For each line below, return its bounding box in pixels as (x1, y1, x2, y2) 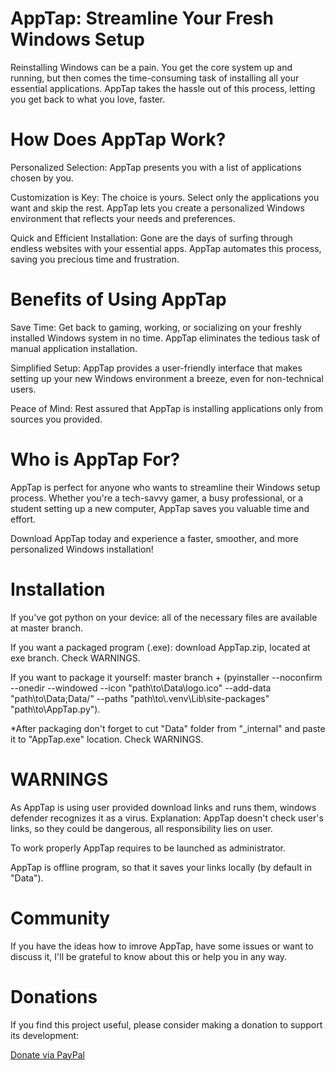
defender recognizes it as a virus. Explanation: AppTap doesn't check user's (10, 812, 324, 824)
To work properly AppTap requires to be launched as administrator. (10, 842, 287, 854)
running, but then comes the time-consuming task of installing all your (10, 72, 300, 84)
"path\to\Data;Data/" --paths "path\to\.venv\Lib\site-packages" (10, 692, 270, 704)
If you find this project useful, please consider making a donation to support (10, 1018, 323, 1031)
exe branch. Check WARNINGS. (10, 652, 141, 664)
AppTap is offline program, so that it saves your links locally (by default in (10, 861, 312, 873)
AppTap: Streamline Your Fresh (10, 7, 274, 30)
